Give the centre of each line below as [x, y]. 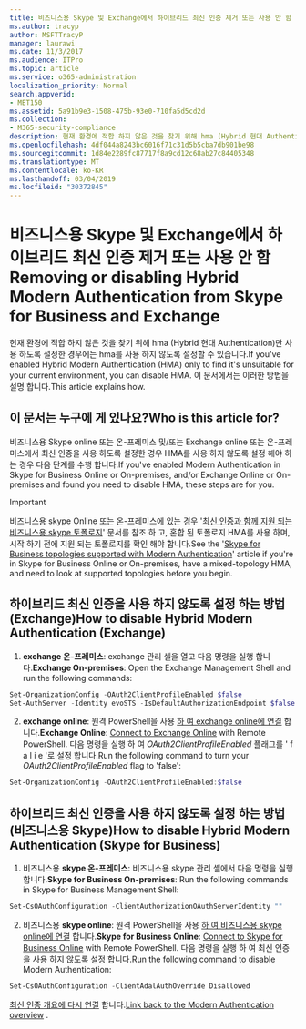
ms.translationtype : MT [55, 162]
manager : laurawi [42, 43]
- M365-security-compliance [63, 128]
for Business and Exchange [115, 316]
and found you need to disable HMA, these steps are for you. [160, 484]
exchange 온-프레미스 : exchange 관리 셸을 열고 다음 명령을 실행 [138, 656]
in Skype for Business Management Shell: [101, 890]
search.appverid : [42, 94]
